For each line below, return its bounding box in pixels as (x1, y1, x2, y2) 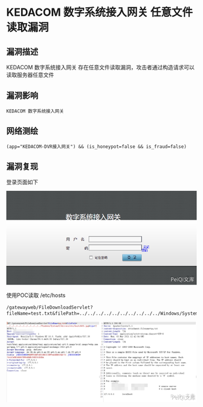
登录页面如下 (6, 179, 38, 186)
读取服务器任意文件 (6, 71, 54, 79)
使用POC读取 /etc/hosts (6, 291, 66, 299)
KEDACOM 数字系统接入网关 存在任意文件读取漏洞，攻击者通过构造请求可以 (6, 64, 195, 71)
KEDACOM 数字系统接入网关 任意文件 (6, 5, 193, 19)
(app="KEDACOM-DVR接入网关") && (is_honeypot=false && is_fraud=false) (6, 143, 187, 150)
